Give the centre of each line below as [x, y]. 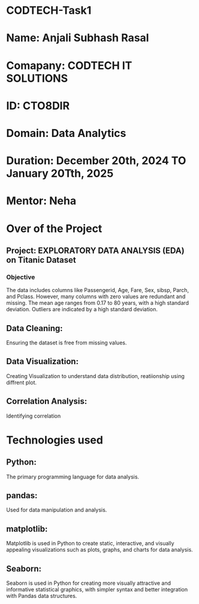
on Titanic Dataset [41, 260]
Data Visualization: [43, 361]
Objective [21, 277]
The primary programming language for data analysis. [73, 477]
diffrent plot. [22, 382]
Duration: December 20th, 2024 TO [96, 161]
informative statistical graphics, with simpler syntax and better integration [97, 590]
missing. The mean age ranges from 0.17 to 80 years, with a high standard [98, 303]
